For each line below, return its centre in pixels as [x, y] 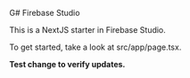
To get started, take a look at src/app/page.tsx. [95, 47]
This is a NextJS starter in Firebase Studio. [88, 30]
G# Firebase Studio [45, 13]
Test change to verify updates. [67, 64]
